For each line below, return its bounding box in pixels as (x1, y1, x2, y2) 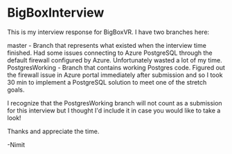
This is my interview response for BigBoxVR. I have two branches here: (7, 28, 210, 36)
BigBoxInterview (7, 5, 105, 21)
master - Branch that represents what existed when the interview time (7, 41, 206, 49)
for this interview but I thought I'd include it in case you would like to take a (7, 106, 221, 114)
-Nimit (7, 140, 26, 148)
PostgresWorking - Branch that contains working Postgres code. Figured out (7, 63, 225, 71)
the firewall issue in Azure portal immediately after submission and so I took (7, 71, 223, 79)
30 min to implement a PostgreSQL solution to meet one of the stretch (7, 78, 207, 86)
